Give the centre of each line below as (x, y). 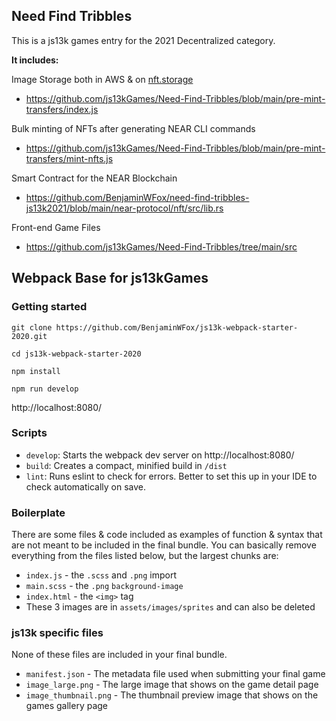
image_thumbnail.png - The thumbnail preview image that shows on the (172, 695)
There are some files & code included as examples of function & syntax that (167, 535)
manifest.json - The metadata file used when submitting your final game (175, 674)
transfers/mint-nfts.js (69, 158)
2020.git (29, 336)
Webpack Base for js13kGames (110, 278)
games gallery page (67, 706)
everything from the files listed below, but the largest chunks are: (145, 556)
